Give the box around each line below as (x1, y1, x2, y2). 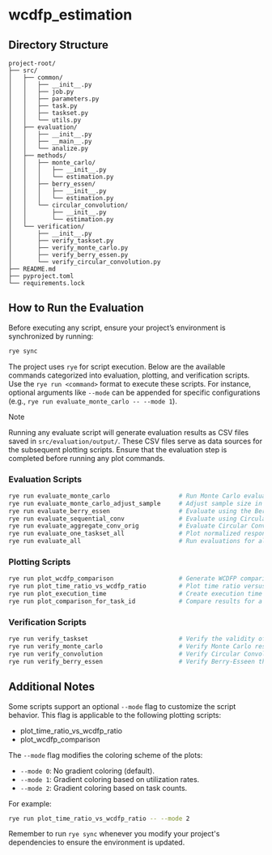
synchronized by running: (8, 331, 94, 341)
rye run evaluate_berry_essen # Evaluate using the (8, 507, 252, 515)
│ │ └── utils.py (8, 116, 82, 124)
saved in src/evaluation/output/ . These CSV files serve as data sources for (8, 436, 263, 446)
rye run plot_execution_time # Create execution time (8, 590, 263, 598)
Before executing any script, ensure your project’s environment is (8, 323, 226, 332)
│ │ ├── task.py (8, 102, 79, 110)
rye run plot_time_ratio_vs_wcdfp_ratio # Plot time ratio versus (8, 582, 266, 591)
